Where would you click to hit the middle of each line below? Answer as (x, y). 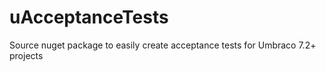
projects (26, 55)
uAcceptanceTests (89, 17)
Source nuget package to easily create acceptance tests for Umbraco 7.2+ (163, 45)
